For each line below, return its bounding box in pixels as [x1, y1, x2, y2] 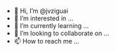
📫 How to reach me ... [13, 37, 79, 45]
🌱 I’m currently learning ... [13, 22, 89, 30]
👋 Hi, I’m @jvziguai [13, 7, 69, 15]
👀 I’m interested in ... [13, 14, 74, 22]
